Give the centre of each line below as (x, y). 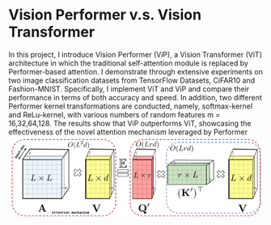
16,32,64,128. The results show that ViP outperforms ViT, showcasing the (130, 123)
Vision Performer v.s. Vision (105, 15)
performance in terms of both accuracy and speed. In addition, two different (135, 97)
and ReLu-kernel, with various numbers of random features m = (114, 114)
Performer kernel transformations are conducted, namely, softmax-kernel (131, 106)
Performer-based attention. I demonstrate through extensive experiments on (135, 71)
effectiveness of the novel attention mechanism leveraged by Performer (128, 132)
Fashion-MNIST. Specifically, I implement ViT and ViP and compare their (129, 89)
